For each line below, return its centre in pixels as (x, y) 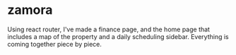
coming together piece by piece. (55, 44)
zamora (30, 10)
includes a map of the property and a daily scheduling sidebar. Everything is (118, 36)
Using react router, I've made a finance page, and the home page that (109, 29)
